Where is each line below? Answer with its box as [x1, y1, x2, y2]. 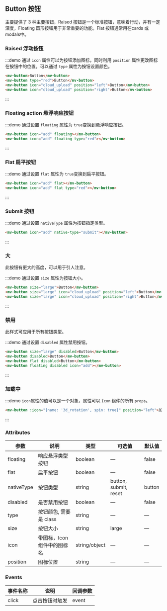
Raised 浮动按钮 [5, 45, 44, 52]
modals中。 [5, 31, 29, 37]
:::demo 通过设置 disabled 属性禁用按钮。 [5, 340, 90, 346]
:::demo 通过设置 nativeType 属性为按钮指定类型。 [5, 220, 108, 226]
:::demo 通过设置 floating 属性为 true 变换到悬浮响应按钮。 [5, 121, 127, 128]
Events [5, 574, 22, 581]
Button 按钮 [5, 4, 41, 13]
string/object [75, 541, 106, 548]
